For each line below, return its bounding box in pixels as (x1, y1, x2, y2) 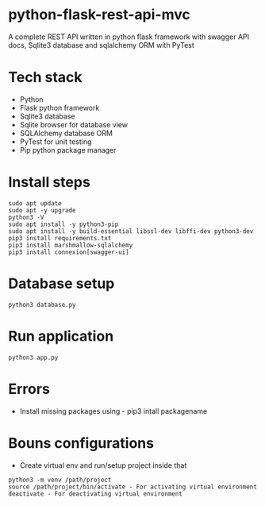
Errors (8, 379, 50, 398)
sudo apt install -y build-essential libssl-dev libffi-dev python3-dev (8, 227, 254, 235)
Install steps (8, 173, 91, 192)
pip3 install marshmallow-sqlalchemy (8, 241, 133, 249)
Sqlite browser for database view (19, 119, 129, 129)
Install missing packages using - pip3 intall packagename (19, 406, 208, 415)
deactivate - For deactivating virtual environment (8, 489, 182, 498)
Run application (8, 327, 114, 345)
